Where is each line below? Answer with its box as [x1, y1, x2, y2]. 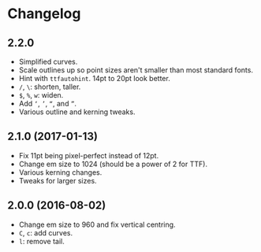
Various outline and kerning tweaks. [18, 107, 136, 117]
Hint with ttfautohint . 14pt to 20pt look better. [18, 74, 170, 83]
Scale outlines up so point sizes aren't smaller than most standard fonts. [18, 65, 254, 75]
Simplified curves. [18, 57, 78, 66]
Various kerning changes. [18, 167, 103, 177]
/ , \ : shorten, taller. [18, 82, 81, 91]
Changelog [7, 5, 81, 23]
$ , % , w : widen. [18, 91, 64, 99]
